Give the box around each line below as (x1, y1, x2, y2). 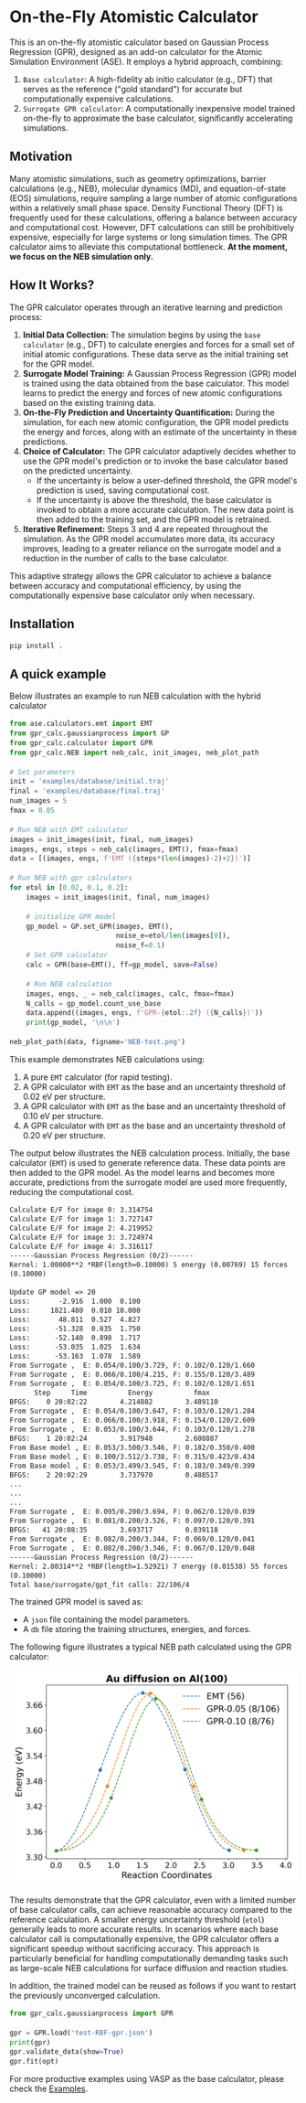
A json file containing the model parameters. (22, 1614, 191, 1625)
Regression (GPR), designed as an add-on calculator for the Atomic (9, 46, 263, 57)
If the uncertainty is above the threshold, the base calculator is (36, 494, 272, 505)
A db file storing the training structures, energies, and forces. (22, 1623, 251, 1634)
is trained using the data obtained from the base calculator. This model (22, 378, 290, 389)
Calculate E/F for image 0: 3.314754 (9, 1205, 153, 1214)
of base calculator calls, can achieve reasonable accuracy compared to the (9, 1904, 292, 1915)
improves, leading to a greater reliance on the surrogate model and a (22, 542, 281, 554)
